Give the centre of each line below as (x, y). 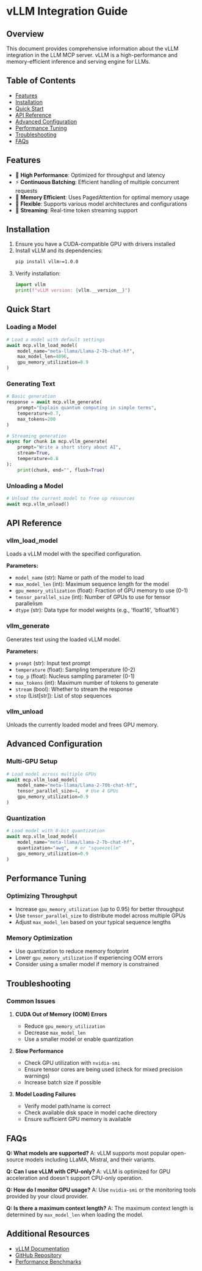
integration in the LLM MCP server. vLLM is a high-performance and (92, 55)
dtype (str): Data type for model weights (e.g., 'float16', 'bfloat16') (97, 610)
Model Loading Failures (45, 1094)
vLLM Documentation (42, 1248)
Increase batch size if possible (63, 1083)
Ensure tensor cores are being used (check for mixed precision (103, 1070)
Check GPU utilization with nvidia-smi (72, 1063)
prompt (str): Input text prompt (52, 663)
